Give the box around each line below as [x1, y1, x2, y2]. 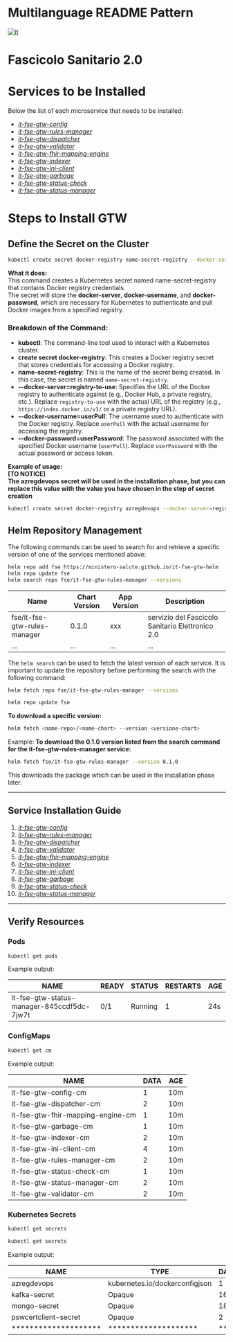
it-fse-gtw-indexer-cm [11, 1132, 91, 1142]
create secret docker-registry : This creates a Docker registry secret [17, 353, 214, 361]
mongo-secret [11, 1300, 59, 1310]
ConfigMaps [8, 1031, 50, 1041]
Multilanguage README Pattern [8, 5, 194, 21]
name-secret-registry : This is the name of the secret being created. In [17, 368, 221, 377]
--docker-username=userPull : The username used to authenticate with [17, 412, 224, 420]
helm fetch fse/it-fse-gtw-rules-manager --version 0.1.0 [8, 758, 178, 766]
